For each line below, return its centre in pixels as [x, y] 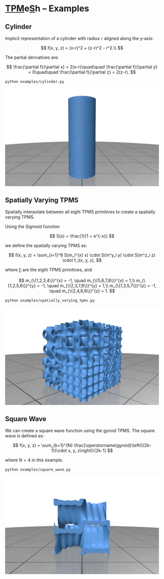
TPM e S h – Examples [47, 9]
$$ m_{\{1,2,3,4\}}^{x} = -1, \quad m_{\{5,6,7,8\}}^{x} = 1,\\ [77, 280]
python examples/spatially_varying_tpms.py [50, 300]
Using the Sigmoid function [32, 227]
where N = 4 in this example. [34, 460]
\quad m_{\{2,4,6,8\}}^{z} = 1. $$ [82, 291]
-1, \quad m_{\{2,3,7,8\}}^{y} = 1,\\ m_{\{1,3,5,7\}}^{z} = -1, [99, 285]
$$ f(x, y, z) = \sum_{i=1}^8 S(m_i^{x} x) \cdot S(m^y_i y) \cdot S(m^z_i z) [82, 255]
